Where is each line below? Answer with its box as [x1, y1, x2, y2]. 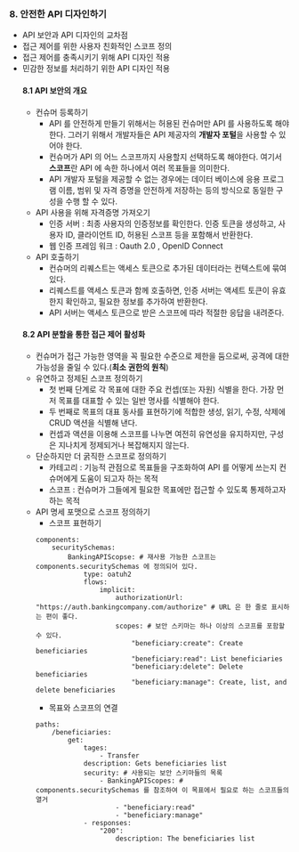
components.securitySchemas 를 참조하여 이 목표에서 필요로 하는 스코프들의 [35, 785, 289, 794]
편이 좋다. [45, 612, 78, 621]
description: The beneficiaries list [115, 834, 255, 843]
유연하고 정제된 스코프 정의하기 [35, 372, 143, 384]
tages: [83, 743, 109, 752]
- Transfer [99, 751, 140, 760]
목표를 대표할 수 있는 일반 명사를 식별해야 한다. [58, 394, 220, 406]
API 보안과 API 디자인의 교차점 [21, 29, 129, 41]
